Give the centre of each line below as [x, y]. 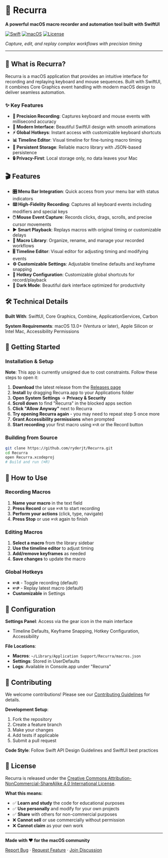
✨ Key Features [24, 105]
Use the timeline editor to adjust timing [53, 548]
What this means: [24, 793]
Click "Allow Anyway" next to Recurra [52, 409]
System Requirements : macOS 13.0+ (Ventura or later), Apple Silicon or [79, 326]
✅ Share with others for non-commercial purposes [65, 814]
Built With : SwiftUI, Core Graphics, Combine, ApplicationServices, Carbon [82, 316]
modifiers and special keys [40, 211]
